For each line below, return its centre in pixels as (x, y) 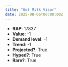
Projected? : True (30, 50)
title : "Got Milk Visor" (31, 10)
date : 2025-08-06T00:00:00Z (34, 14)
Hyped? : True (27, 55)
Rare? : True (24, 60)
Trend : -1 (22, 44)
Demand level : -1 (30, 39)
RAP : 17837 (24, 28)
